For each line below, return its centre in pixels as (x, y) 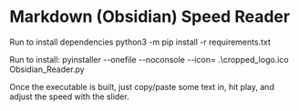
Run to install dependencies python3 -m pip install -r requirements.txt (140, 42)
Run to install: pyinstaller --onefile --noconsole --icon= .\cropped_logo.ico (149, 59)
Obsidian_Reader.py (47, 69)
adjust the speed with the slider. (69, 96)
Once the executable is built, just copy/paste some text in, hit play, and (142, 86)
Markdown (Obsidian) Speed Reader (149, 17)
